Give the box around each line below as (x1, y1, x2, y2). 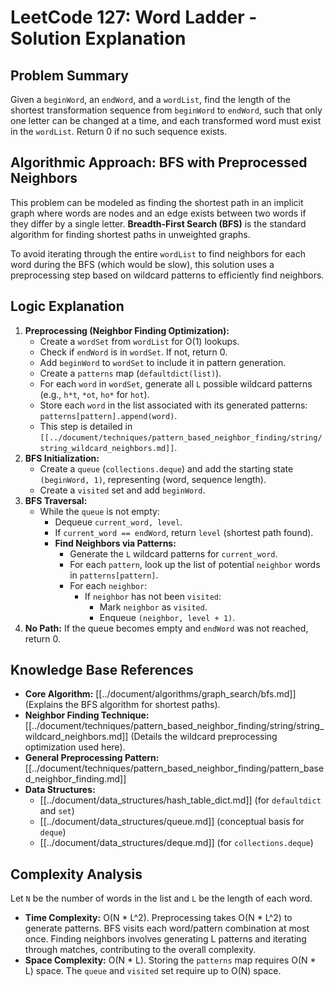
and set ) (39, 805, 75, 817)
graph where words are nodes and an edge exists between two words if (10, 207, 307, 219)
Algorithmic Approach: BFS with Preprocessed (10, 154, 308, 171)
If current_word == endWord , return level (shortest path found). (54, 526, 314, 538)
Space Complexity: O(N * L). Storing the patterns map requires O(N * (24, 954, 317, 966)
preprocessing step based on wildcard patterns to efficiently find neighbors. (10, 269, 325, 281)
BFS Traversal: (24, 494, 88, 506)
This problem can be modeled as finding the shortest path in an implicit (10, 196, 304, 208)
